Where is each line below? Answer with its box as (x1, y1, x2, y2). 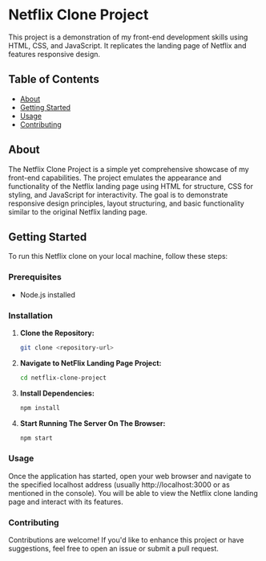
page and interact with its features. (8, 497, 124, 506)
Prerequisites (8, 272, 62, 283)
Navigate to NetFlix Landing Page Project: (19, 358, 162, 367)
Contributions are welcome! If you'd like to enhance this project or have (8, 535, 244, 545)
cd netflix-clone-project (19, 374, 107, 382)
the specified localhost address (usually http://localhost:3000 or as (8, 480, 230, 489)
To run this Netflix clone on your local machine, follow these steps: (8, 252, 228, 261)
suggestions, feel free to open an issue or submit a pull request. (8, 544, 219, 554)
